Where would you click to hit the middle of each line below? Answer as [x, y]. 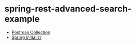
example [22, 19]
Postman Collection [31, 32]
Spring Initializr [26, 37]
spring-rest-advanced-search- [68, 9]
